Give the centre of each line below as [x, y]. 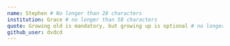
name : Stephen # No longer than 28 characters [75, 13]
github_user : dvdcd [35, 32]
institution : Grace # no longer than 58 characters [82, 20]
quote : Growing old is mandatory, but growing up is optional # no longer [116, 26]
